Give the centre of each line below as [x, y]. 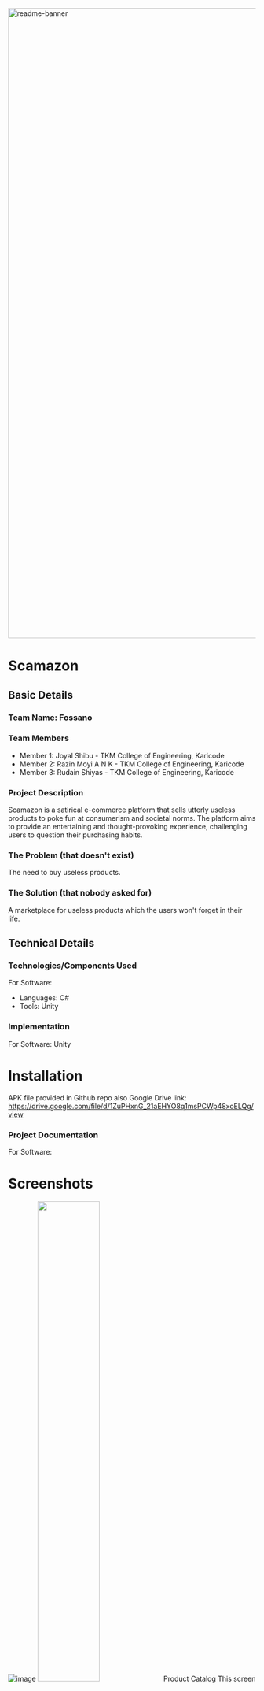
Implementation [39, 1027]
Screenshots [51, 1184]
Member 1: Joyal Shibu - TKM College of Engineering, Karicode [122, 755]
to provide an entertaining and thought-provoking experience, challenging [128, 827]
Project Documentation [53, 1135]
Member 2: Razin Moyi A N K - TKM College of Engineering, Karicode [132, 764]
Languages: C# [44, 998]
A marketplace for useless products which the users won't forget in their [125, 910]
